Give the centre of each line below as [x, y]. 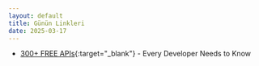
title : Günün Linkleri [47, 23]
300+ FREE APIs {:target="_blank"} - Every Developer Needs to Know [135, 54]
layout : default [36, 16]
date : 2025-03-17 [38, 31]
